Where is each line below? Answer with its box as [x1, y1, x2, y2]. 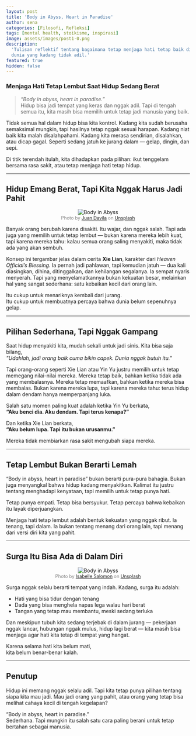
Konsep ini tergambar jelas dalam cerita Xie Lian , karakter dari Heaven [6, 256, 176, 263]
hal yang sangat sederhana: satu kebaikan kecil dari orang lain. [6, 280, 157, 287]
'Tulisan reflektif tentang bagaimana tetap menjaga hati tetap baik [11, 47, 184, 53]
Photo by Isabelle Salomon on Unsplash [55, 573, 141, 579]
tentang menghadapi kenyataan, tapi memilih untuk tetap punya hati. [6, 488, 171, 495]
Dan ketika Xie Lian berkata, [6, 419, 73, 427]
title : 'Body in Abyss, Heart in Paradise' [6, 14, 114, 20]
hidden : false [6, 63, 41, 69]
